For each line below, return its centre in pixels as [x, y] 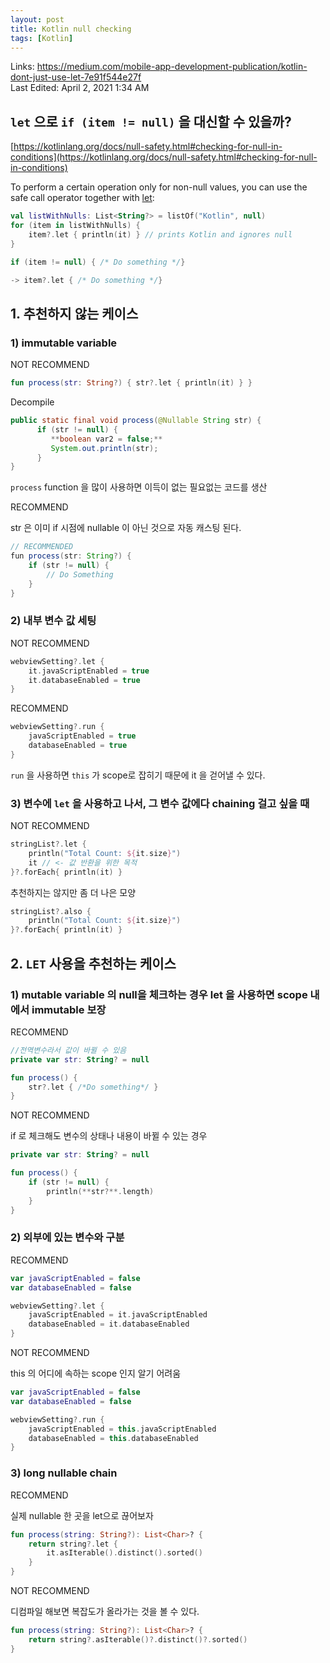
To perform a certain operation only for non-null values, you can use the [159, 187]
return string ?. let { [73, 1544]
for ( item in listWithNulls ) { [75, 226]
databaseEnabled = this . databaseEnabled [113, 1438]
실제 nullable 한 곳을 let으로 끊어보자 [82, 1515]
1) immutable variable [64, 343]
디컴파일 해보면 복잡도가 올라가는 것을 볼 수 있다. [105, 1611]
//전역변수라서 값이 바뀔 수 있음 [68, 1050]
